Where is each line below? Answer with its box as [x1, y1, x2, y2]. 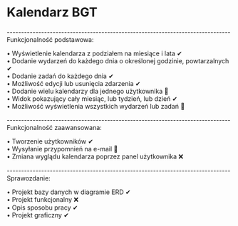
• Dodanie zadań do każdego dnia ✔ [6, 72, 115, 80]
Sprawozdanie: [6, 173, 51, 182]
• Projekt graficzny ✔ [6, 210, 69, 219]
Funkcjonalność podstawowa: [6, 35, 94, 43]
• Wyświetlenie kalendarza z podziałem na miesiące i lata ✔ [6, 49, 182, 58]
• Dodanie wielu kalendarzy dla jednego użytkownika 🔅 [6, 87, 169, 95]
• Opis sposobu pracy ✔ [6, 203, 78, 212]
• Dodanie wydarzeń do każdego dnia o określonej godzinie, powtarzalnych [6, 56, 229, 65]
